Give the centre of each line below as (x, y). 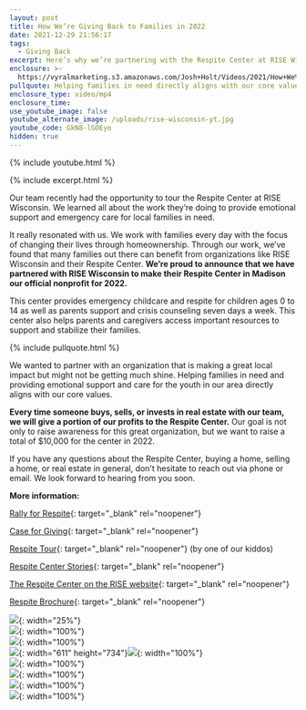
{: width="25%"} (50, 620)
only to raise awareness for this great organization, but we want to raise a (147, 431)
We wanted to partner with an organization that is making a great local (141, 365)
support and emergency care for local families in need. (112, 217)
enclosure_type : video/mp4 (61, 94)
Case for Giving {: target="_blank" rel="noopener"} (104, 530)
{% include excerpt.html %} (61, 180)
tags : (20, 43)
